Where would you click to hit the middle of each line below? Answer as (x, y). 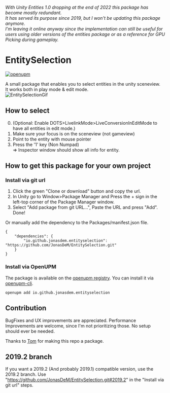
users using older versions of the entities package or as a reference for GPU (85, 34)
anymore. (15, 23)
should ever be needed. (30, 331)
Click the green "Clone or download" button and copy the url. (77, 191)
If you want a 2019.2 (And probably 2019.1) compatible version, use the (79, 369)
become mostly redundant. (33, 13)
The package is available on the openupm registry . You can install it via (79, 278)
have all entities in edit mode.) (44, 128)
